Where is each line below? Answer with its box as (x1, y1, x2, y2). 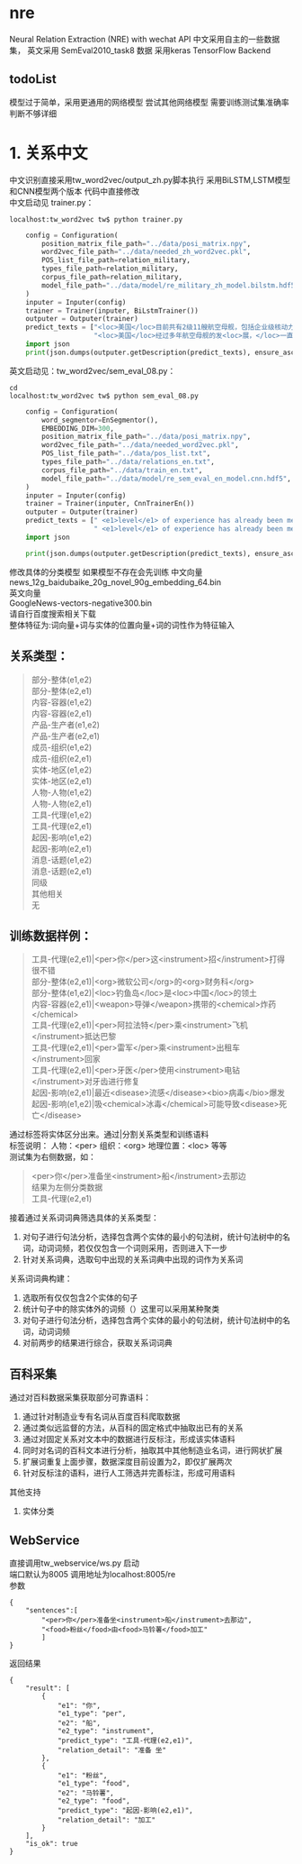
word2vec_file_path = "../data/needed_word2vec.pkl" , (41, 441, 240, 450)
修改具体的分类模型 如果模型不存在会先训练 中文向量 (9, 566, 203, 577)
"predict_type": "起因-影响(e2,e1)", (57, 1805, 193, 1814)
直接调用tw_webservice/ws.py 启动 (9, 1558, 140, 1568)
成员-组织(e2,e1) (31, 753, 93, 763)
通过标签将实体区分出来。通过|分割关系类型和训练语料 (9, 1129, 209, 1140)
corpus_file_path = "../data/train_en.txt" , (41, 465, 203, 475)
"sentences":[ (25, 1605, 78, 1615)
